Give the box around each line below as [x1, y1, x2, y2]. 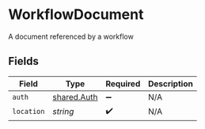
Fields [8, 55, 40, 68]
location [12, 107, 45, 116]
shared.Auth [52, 91, 98, 102]
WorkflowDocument [8, 6, 144, 24]
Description [147, 78, 194, 89]
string [52, 106, 74, 117]
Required [105, 78, 141, 89]
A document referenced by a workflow [8, 32, 135, 41]
